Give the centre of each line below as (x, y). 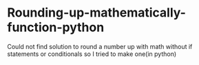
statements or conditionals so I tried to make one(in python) (92, 54)
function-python (56, 27)
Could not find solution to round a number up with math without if (100, 46)
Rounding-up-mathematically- (96, 13)
